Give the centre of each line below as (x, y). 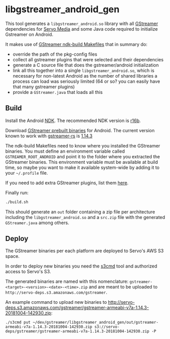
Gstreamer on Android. (29, 34)
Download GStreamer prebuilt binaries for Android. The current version (80, 130)
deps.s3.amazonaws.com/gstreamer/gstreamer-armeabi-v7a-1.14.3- (77, 308)
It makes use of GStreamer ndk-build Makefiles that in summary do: (76, 44)
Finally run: (17, 192)
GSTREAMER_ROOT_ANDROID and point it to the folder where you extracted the (83, 156)
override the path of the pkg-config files (55, 54)
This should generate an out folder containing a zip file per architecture (80, 212)
